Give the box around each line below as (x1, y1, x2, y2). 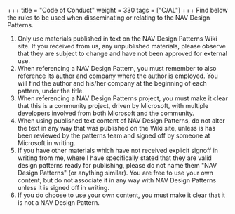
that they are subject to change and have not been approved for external (17, 49, 228, 58)
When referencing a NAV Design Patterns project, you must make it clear (17, 94, 228, 102)
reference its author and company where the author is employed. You (17, 72, 219, 80)
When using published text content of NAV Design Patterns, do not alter (17, 116, 226, 125)
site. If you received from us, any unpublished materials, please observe (17, 42, 227, 50)
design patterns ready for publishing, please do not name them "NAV (17, 161, 217, 169)
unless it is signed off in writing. (17, 184, 110, 192)
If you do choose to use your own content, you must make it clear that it (17, 191, 226, 199)
